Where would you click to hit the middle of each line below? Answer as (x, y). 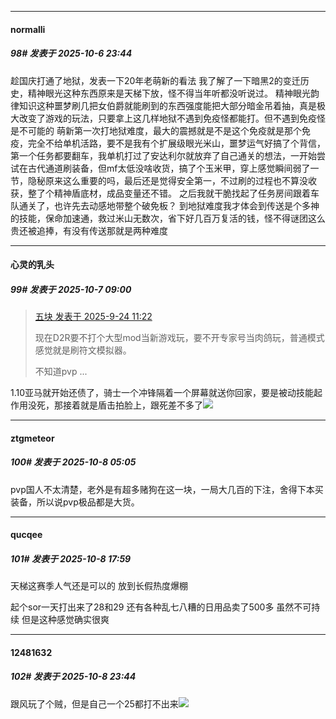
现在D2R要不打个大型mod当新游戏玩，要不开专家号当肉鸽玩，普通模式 (179, 338)
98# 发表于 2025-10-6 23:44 (71, 53)
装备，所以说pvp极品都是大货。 (75, 502)
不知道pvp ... (61, 372)
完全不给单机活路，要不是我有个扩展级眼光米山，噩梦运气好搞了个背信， (176, 143)
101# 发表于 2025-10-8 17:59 (71, 558)
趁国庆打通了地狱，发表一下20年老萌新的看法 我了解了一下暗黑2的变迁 (155, 80)
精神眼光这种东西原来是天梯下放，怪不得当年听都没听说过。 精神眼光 (169, 93)
